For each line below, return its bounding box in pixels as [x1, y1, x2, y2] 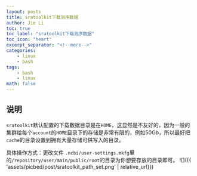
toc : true [6, 25, 31, 32]
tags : [6, 64, 20, 70]
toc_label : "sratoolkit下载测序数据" [6, 31, 95, 37]
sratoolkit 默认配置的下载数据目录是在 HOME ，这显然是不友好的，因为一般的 [6, 121, 190, 128]
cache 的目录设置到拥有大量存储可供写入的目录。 [6, 136, 124, 143]
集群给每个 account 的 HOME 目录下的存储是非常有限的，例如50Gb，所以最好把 [6, 129, 190, 136]
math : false [6, 81, 36, 87]
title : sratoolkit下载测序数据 [6, 14, 79, 20]
